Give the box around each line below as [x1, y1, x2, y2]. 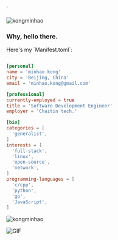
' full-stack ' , [12, 148, 47, 154]
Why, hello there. [6, 32, 58, 40]
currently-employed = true [6, 97, 75, 103]
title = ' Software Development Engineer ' [6, 103, 113, 109]
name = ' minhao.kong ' [6, 69, 61, 75]
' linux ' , [12, 153, 34, 159]
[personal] [6, 64, 34, 70]
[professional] [6, 91, 45, 97]
